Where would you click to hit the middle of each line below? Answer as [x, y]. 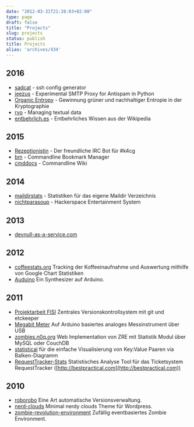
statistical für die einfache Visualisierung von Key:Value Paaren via [94, 349]
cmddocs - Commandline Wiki [51, 163]
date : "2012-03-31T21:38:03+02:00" [49, 11]
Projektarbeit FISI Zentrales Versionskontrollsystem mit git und [89, 312]
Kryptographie [32, 106]
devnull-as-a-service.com [46, 234]
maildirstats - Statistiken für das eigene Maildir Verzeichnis [85, 196]
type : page [19, 17]
